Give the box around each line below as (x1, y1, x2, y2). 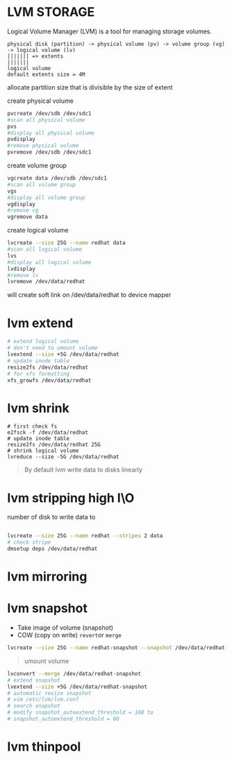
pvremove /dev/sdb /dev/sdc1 (7, 149, 92, 156)
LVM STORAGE (7, 4, 95, 20)
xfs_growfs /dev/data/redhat (7, 376, 92, 384)
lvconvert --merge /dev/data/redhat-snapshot (7, 670, 141, 677)
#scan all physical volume (7, 116, 85, 124)
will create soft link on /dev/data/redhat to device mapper (7, 291, 172, 299)
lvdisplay (7, 265, 36, 272)
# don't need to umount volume (7, 344, 98, 351)
